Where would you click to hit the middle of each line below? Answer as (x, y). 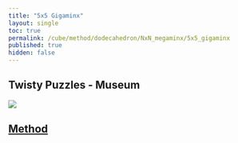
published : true (35, 46)
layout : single (34, 23)
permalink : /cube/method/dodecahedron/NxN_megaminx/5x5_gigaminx (119, 38)
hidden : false (32, 53)
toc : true (25, 30)
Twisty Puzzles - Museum (74, 85)
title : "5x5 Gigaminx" (46, 16)
